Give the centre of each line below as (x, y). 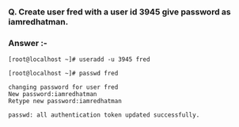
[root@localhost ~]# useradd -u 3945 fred (79, 60)
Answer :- (28, 43)
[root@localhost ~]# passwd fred (63, 74)
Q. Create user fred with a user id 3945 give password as (119, 12)
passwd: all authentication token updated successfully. (104, 115)
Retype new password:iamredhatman (65, 102)
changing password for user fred (63, 87)
